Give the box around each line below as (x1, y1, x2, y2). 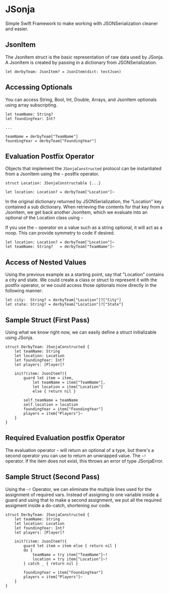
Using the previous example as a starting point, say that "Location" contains (5, 272, 164, 278)
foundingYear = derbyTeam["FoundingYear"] (5, 138, 96, 143)
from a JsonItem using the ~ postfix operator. (5, 171, 99, 177)
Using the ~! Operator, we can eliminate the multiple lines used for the (5, 486, 152, 492)
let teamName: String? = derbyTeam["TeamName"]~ (5, 244, 115, 249)
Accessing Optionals (5, 83, 73, 92)
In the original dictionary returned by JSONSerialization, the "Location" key (5, 199, 162, 205)
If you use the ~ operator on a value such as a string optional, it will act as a (5, 224, 163, 230)
